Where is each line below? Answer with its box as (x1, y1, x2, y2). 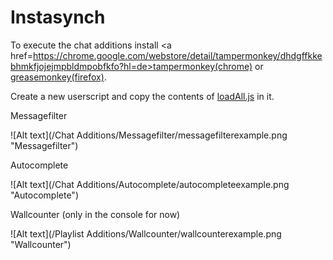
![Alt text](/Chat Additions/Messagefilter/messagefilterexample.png (10, 129, 288, 141)
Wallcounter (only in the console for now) (10, 208, 181, 220)
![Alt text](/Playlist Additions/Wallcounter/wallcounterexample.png (10, 227, 282, 240)
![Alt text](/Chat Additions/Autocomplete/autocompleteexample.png (10, 178, 290, 190)
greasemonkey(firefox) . (10, 71, 107, 83)
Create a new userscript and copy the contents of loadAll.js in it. (10, 90, 275, 102)
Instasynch (10, 6, 106, 29)
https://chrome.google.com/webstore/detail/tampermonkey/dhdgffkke (32, 49, 323, 61)
